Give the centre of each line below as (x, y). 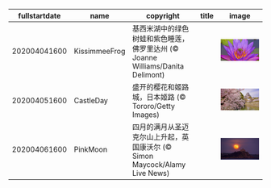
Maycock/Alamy (159, 165)
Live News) (151, 173)
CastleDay (91, 100)
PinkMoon (90, 149)
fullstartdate (40, 15)
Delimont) (148, 74)
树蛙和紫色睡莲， (161, 38)
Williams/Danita (158, 66)
